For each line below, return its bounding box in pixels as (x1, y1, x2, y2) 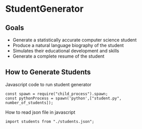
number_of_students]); (5, 100, 53, 105)
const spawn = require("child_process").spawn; (5, 91, 108, 96)
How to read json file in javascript (5, 109, 75, 115)
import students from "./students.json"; (5, 119, 95, 124)
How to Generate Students (5, 68, 91, 76)
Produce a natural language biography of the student (12, 42, 124, 48)
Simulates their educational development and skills (12, 48, 120, 54)
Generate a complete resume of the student (12, 53, 105, 59)
